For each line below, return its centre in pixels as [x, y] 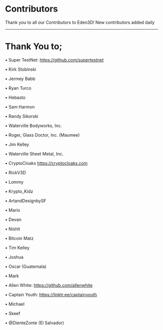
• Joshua [14, 257]
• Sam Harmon [20, 107]
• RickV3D [16, 173]
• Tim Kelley [17, 248]
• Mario [13, 210]
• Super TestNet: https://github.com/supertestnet [54, 60]
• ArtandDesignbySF [26, 201]
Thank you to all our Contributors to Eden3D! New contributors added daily [80, 22]
